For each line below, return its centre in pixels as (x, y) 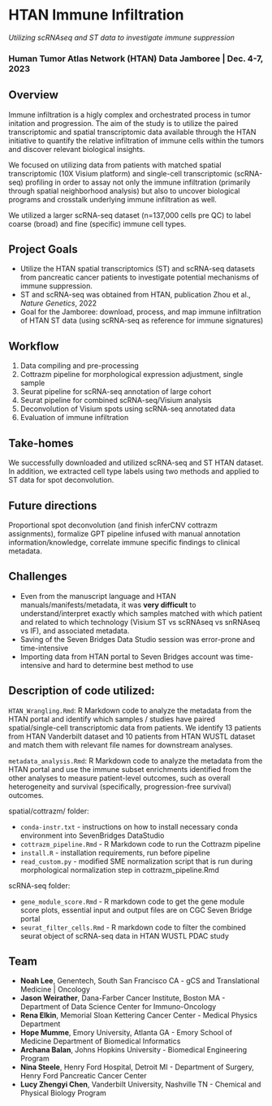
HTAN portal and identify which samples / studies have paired (112, 719)
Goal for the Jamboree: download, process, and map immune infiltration (140, 312)
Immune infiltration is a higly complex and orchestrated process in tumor (130, 115)
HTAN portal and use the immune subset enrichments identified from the (130, 769)
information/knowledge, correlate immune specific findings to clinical (124, 542)
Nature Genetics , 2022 (58, 303)
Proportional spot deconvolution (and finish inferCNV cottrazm (113, 525)
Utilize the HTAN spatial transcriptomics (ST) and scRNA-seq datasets (138, 269)
